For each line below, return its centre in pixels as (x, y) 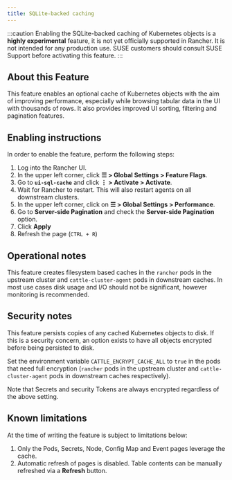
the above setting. (33, 396)
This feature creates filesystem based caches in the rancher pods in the (110, 273)
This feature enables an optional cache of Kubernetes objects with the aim (113, 94)
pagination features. (36, 116)
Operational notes (47, 256)
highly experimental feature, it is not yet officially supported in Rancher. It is (116, 41)
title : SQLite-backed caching (51, 14)
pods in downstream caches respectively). (110, 375)
